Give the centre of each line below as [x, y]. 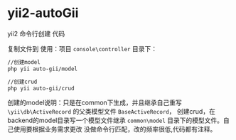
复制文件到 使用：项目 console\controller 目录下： [82, 48]
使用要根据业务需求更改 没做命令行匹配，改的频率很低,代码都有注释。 [115, 129]
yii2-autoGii [43, 13]
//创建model [24, 62]
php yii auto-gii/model [43, 69]
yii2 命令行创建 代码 [36, 33]
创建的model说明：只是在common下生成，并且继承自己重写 [95, 103]
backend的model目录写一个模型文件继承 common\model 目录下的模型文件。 [116, 120]
